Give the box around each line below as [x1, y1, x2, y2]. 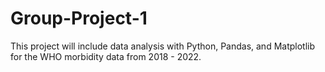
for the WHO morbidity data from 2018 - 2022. [10, 50, 202, 62]
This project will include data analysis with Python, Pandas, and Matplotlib [10, 40, 316, 52]
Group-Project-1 [10, 7, 148, 30]
